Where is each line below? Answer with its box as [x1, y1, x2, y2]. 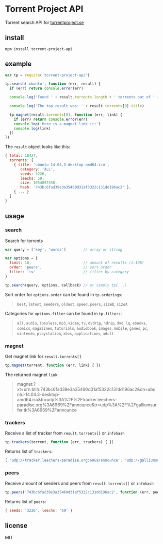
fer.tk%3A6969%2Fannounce [16, 407, 77, 413]
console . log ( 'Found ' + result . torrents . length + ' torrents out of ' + [9, 95, 160, 100]
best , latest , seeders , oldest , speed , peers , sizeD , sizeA [16, 301, 128, 307]
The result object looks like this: [5, 144, 70, 150]
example [5, 60, 32, 68]
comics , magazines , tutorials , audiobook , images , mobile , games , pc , [16, 325, 149, 331]
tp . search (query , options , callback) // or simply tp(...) [5, 282, 127, 288]
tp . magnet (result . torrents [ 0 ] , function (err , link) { [9, 112, 123, 117]
